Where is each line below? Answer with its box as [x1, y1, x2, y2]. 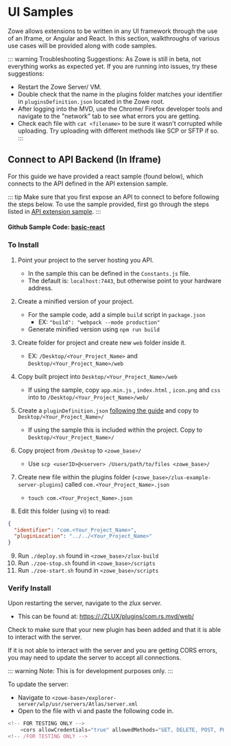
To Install [8, 240, 39, 250]
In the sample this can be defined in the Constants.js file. [27, 269, 191, 277]
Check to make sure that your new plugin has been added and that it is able [8, 626, 221, 634]
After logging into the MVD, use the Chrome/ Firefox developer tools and [17, 105, 223, 113]
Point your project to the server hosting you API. [17, 256, 154, 264]
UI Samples [8, 4, 74, 20]
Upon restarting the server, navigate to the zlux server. [8, 599, 162, 607]
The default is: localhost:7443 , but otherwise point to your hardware [27, 276, 222, 285]
